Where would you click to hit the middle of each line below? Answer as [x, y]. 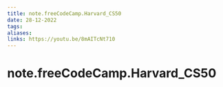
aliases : [20, 33]
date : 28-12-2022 [32, 20]
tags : [15, 26]
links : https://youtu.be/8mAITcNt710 [61, 39]
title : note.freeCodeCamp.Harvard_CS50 [64, 13]
